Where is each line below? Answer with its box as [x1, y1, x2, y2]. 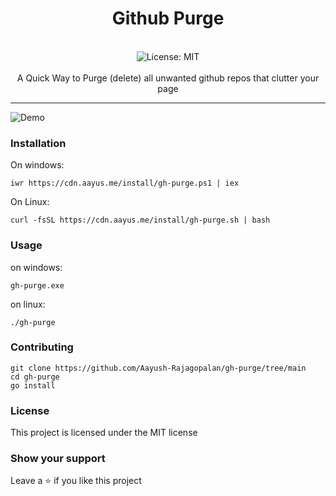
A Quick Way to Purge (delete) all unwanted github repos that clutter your [16, 72, 320, 84]
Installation [10, 136, 67, 150]
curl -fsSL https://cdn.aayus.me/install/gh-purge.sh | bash [10, 215, 271, 226]
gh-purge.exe [10, 280, 65, 291]
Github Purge [111, 7, 225, 30]
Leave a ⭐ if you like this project [10, 475, 142, 487]
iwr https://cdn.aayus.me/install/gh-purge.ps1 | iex [10, 178, 240, 189]
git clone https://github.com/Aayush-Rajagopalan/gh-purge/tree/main [10, 363, 307, 373]
